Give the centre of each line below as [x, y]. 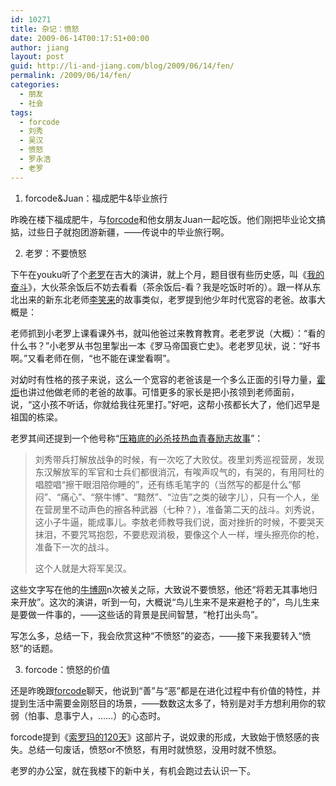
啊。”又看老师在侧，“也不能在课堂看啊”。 [93, 358]
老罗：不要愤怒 [55, 253]
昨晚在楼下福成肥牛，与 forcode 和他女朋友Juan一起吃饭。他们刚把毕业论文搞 [168, 219]
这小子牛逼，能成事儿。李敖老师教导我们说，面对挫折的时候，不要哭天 [179, 522]
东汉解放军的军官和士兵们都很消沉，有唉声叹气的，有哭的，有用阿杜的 [179, 472]
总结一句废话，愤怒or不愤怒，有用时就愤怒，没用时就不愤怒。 [154, 749]
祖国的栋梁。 [36, 417]
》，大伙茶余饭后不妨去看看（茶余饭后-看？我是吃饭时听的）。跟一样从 [170, 287]
